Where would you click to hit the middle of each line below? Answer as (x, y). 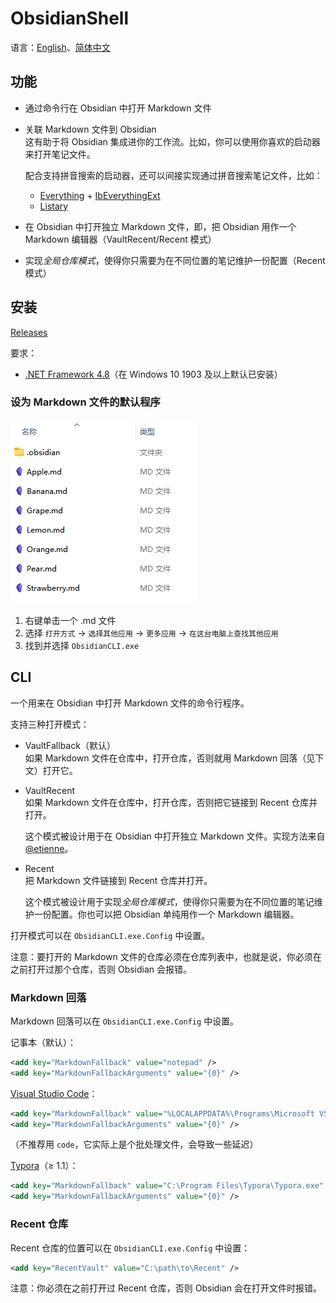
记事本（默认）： (43, 1042)
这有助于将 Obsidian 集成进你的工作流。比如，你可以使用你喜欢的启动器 (172, 141)
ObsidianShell (70, 18)
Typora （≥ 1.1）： (44, 1166)
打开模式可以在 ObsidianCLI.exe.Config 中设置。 (110, 935)
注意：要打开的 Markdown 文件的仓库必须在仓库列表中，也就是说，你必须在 (166, 956)
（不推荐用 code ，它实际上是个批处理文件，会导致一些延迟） (134, 1144)
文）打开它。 (51, 770)
